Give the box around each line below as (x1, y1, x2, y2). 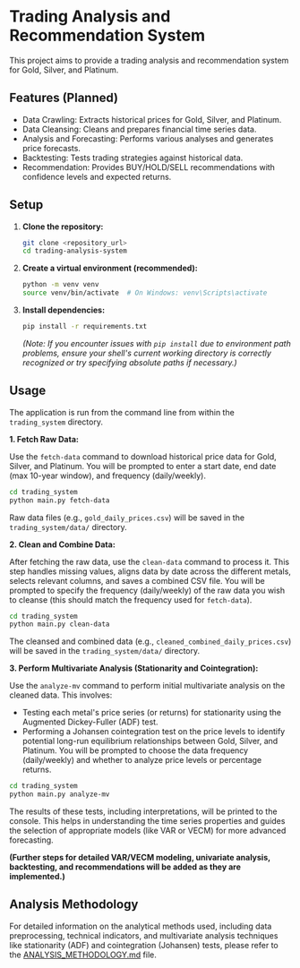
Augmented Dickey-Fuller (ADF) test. (21, 716, 159, 727)
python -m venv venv (21, 280, 99, 289)
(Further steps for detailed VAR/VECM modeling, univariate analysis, (9, 852, 270, 862)
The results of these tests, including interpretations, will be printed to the (9, 806, 278, 817)
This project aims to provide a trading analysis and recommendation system (9, 55, 289, 65)
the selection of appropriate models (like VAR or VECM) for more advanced (9, 826, 287, 835)
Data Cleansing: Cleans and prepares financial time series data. (21, 124, 257, 134)
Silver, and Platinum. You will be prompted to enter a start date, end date (9, 460, 277, 471)
